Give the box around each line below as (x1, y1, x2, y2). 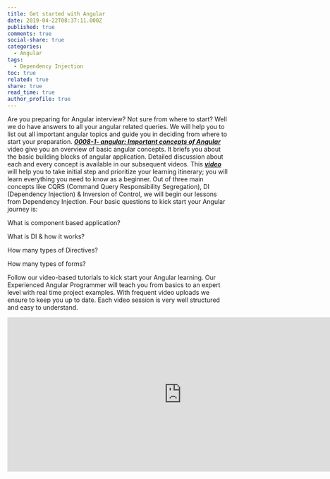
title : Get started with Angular (7, 10, 106, 18)
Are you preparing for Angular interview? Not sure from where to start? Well (7, 115, 228, 123)
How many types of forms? (7, 260, 86, 268)
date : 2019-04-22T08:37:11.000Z (7, 17, 102, 24)
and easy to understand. (7, 303, 79, 311)
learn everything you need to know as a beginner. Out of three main (7, 175, 204, 183)
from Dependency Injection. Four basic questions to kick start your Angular (7, 198, 226, 205)
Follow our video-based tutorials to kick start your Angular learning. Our (7, 273, 216, 281)
